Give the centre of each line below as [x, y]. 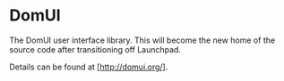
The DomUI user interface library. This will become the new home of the [142, 40]
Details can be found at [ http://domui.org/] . [89, 67]
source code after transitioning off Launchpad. [95, 49]
